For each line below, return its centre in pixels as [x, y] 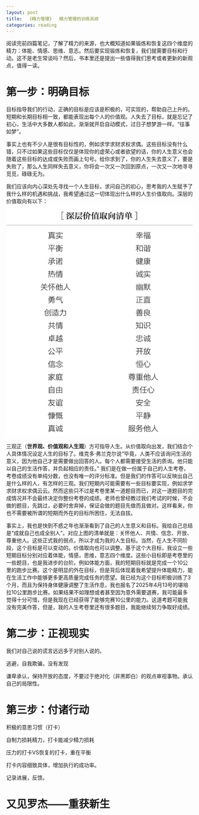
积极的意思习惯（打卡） [35, 727]
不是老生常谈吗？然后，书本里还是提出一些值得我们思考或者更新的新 [105, 58]
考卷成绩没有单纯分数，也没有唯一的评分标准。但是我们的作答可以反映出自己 [99, 476]
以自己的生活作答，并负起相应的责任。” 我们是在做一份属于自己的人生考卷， [98, 469]
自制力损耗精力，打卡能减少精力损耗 [50, 740]
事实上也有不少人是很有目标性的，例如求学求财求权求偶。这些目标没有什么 [97, 144]
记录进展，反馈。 [27, 778]
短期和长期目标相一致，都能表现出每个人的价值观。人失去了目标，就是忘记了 [99, 117]
